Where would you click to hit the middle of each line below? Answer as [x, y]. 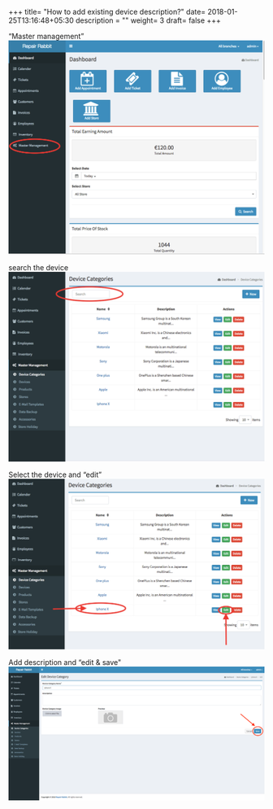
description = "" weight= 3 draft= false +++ [149, 20]
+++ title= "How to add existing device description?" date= [107, 12]
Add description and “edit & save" [65, 663]
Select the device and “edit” [55, 474]
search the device [39, 267]
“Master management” [46, 36]
